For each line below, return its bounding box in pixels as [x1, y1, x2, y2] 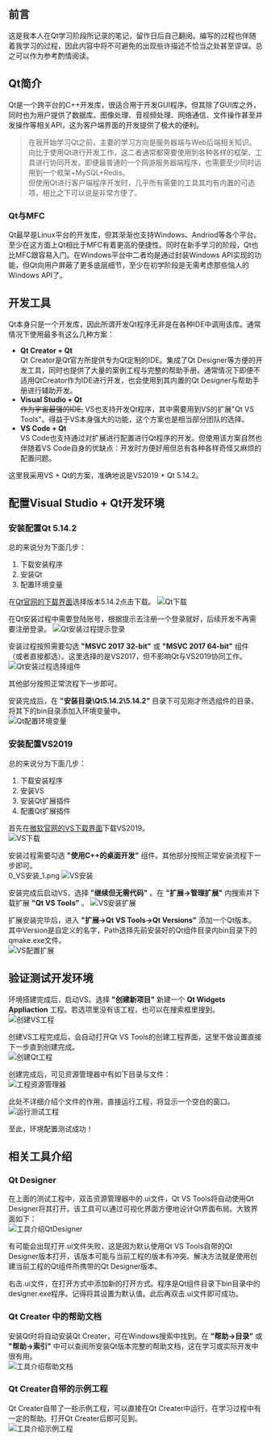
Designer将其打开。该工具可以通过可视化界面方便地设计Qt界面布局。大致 [8, 1204, 252, 1214]
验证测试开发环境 [8, 971, 94, 985]
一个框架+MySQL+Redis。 [42, 167, 130, 177]
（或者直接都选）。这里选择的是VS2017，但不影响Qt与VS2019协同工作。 [8, 652, 248, 661]
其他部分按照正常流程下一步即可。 [8, 678, 122, 689]
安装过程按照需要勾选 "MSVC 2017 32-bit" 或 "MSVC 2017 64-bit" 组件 [8, 641, 249, 651]
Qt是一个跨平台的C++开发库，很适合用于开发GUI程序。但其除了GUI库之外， [8, 99, 261, 109]
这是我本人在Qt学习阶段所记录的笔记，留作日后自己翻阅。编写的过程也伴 [8, 31, 250, 40]
